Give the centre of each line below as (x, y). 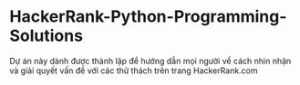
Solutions (47, 36)
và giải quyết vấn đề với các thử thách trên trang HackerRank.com (134, 71)
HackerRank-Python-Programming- (148, 17)
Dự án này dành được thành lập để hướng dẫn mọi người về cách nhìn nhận (150, 61)
